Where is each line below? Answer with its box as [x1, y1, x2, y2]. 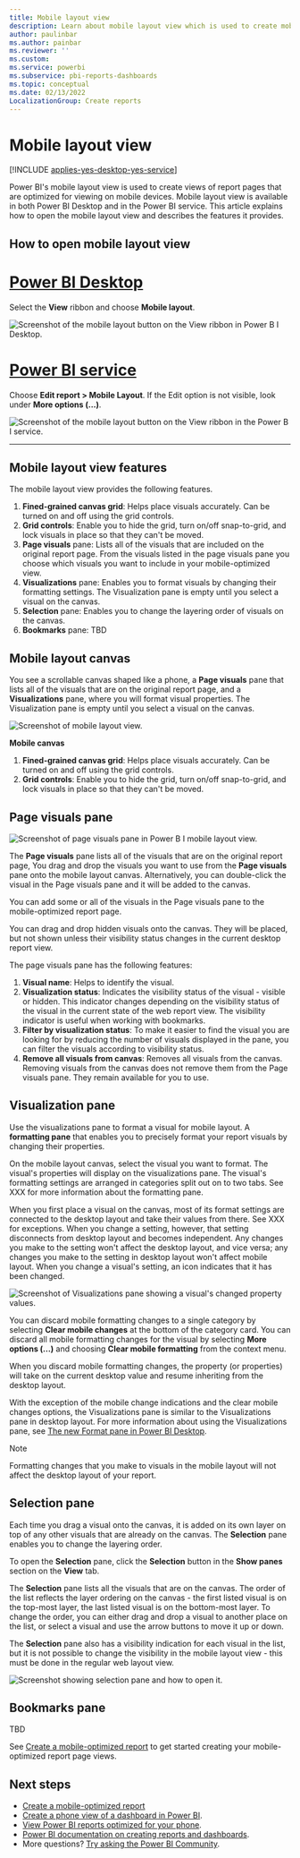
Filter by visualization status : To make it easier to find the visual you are [21, 1025, 290, 1036]
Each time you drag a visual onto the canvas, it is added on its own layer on [9, 1519, 287, 1530]
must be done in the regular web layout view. [9, 1657, 174, 1667]
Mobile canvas [9, 737, 65, 748]
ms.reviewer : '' [9, 47, 70, 55]
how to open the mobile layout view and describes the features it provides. [9, 210, 284, 221]
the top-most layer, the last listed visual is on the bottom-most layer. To [9, 1601, 271, 1612]
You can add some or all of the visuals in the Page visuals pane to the [9, 897, 265, 908]
